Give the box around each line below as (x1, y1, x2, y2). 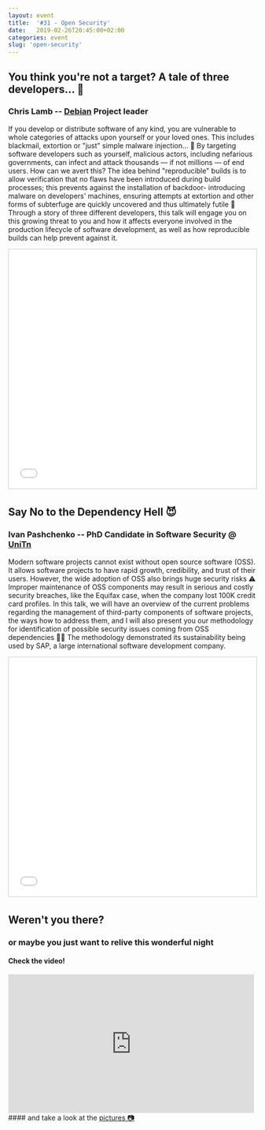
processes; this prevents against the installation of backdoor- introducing (8, 182, 245, 192)
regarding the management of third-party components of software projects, (8, 607, 253, 616)
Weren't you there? (8, 913, 105, 926)
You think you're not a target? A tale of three (8, 70, 230, 84)
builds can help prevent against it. (8, 233, 118, 242)
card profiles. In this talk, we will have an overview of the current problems (8, 599, 250, 608)
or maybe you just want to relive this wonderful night (8, 937, 214, 948)
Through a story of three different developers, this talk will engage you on (8, 208, 247, 217)
